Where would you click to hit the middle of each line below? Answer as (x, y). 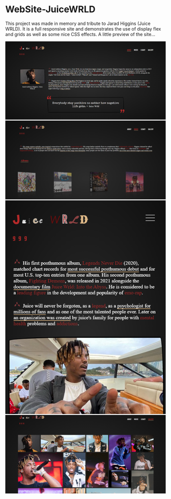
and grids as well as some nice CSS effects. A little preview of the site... (80, 34)
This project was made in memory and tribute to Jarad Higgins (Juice (78, 23)
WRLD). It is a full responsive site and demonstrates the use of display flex (83, 28)
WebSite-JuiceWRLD (50, 9)
